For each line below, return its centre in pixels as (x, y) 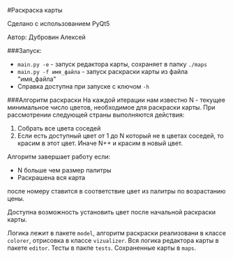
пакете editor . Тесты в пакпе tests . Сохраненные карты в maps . (102, 248)
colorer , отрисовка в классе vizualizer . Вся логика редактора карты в (113, 240)
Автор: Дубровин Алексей (46, 37)
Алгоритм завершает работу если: (59, 157)
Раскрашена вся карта (51, 178)
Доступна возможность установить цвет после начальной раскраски (112, 212)
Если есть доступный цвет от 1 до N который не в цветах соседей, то (121, 136)
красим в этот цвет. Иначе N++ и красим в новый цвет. (100, 143)
